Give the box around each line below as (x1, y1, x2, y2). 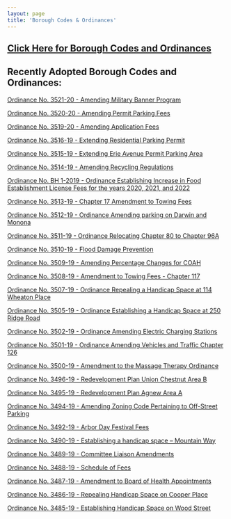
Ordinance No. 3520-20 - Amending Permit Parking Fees (7, 109, 170, 117)
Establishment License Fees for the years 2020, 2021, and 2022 (7, 184, 190, 192)
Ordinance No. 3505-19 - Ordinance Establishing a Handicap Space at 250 (7, 306, 221, 314)
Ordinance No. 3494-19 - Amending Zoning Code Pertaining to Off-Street (7, 401, 218, 410)
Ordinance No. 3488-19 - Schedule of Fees (7, 463, 131, 472)
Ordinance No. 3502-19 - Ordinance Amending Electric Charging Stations (7, 327, 218, 335)
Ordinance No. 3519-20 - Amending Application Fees (7, 122, 159, 131)
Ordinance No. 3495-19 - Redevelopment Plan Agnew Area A (7, 388, 183, 397)
